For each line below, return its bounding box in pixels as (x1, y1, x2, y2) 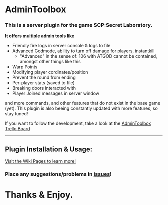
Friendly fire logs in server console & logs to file (12, 43, 111, 49)
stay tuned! (5, 111, 28, 117)
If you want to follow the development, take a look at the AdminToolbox (5, 120, 151, 126)
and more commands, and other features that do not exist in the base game (5, 100, 161, 106)
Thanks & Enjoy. (5, 189, 73, 201)
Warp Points (12, 64, 38, 70)
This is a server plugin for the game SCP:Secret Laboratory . (5, 22, 153, 29)
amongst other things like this (19, 59, 81, 65)
